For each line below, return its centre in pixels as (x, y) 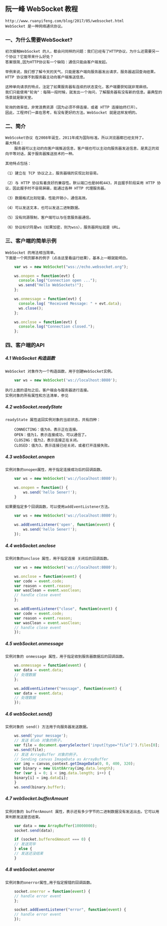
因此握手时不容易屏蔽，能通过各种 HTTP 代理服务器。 (60, 188)
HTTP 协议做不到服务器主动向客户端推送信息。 (46, 77)
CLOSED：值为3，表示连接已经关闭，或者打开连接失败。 (63, 445)
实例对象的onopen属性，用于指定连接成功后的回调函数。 (55, 470)
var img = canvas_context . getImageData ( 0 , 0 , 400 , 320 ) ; (75, 764)
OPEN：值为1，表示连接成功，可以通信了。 (51, 435)
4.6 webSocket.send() (29, 714)
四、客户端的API (25, 345)
